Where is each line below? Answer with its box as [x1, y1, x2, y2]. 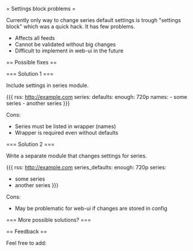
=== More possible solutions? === [6, 216, 91, 223]
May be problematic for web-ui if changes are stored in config [14, 205, 168, 212]
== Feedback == [6, 228, 48, 235]
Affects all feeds [14, 35, 55, 41]
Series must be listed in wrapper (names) [14, 123, 116, 130]
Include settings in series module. [6, 82, 89, 89]
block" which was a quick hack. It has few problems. [6, 23, 135, 30]
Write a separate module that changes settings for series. [6, 152, 147, 159]
